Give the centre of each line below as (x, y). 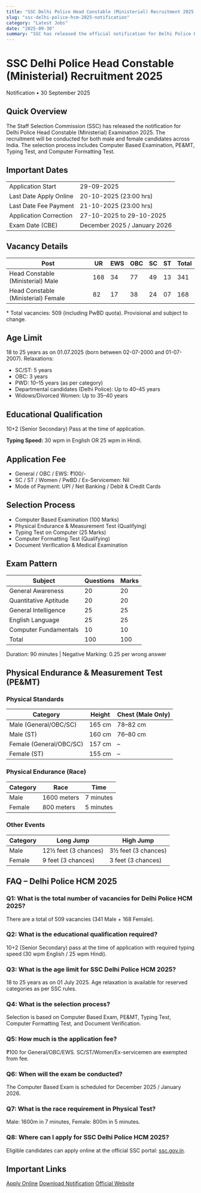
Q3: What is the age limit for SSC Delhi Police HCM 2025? (91, 969)
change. (16, 319)
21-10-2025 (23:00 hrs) (116, 206)
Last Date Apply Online (41, 196)
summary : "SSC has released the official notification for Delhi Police (99, 34)
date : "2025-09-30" (31, 28)
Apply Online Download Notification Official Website (70, 1183)
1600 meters (61, 797)
